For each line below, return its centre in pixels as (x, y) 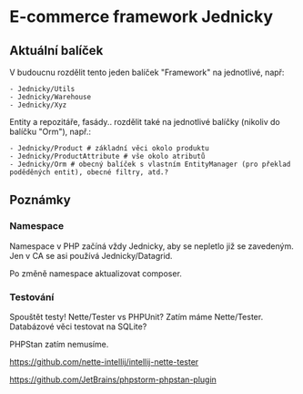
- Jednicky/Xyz (38, 105)
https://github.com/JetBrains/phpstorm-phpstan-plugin (113, 379)
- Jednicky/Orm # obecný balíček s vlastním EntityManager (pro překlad (150, 164)
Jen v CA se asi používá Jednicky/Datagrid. (91, 255)
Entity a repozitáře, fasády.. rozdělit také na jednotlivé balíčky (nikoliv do (145, 122)
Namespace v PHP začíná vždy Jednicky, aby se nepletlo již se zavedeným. (151, 246)
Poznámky (40, 200)
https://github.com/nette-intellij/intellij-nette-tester (104, 361)
